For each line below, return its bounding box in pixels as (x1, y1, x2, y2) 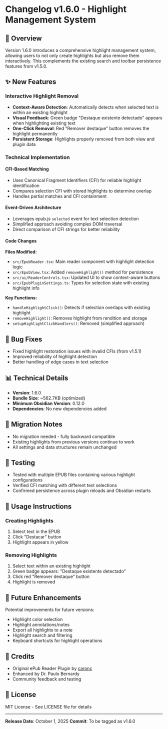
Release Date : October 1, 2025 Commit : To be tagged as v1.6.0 (5, 718, 135, 724)
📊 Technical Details (5, 374, 68, 382)
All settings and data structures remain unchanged (12, 444, 117, 450)
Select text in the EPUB (12, 528, 60, 534)
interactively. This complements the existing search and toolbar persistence (5, 58, 161, 63)
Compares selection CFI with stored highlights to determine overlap (12, 187, 151, 193)
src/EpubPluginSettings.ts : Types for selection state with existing (12, 280, 149, 286)
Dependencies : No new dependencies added (12, 405, 107, 411)
